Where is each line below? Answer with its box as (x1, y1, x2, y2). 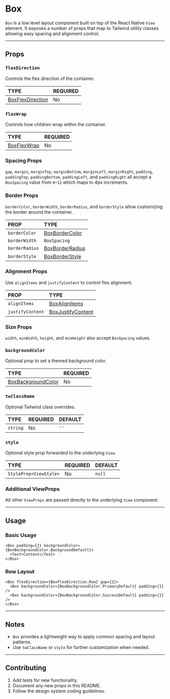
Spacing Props (5, 157, 42, 164)
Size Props (5, 323, 32, 331)
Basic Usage (5, 531, 37, 539)
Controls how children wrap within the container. (5, 121, 107, 127)
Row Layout (5, 568, 35, 575)
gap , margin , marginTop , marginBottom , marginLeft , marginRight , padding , (5, 169, 153, 175)
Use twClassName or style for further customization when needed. (12, 644, 150, 650)
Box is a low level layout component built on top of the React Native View (5, 20, 155, 26)
